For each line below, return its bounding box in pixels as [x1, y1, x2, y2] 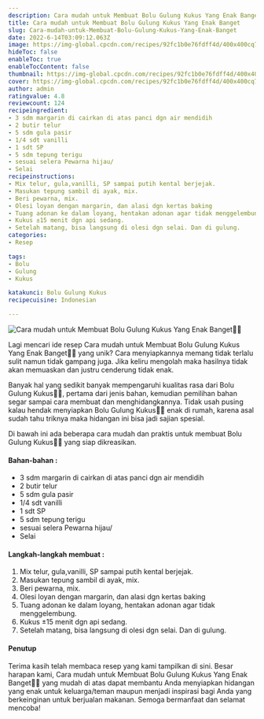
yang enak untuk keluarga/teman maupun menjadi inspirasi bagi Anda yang [8, 686, 252, 695]
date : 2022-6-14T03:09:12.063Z [8, 33, 111, 42]
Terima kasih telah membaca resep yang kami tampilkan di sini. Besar [8, 661, 233, 670]
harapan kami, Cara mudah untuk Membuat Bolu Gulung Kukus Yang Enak [8, 669, 248, 679]
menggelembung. [19, 609, 77, 618]
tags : [8, 253, 26, 261]
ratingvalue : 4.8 [8, 92, 65, 100]
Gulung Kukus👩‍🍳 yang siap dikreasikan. [8, 438, 137, 447]
